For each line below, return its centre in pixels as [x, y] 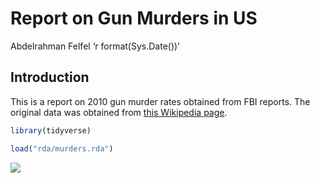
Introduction [50, 77]
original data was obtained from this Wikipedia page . [119, 112]
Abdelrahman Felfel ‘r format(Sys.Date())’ [95, 46]
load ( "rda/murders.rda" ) [62, 148]
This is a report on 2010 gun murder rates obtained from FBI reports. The [160, 101]
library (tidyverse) [51, 130]
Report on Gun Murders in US [134, 18]
